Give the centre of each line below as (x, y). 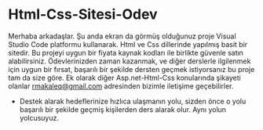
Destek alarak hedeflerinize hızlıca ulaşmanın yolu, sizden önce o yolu (133, 101)
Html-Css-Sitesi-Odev (83, 14)
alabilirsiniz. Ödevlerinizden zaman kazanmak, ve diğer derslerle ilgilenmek (130, 61)
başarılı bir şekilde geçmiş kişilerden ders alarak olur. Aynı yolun (122, 109)
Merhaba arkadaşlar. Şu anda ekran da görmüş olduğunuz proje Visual (122, 36)
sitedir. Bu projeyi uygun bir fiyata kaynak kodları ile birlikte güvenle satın (126, 52)
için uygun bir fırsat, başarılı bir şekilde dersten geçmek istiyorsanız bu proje (131, 69)
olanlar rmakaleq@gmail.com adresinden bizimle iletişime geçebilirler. (121, 86)
